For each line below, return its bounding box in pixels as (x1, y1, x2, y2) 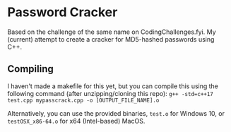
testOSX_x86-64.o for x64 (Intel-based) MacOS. (7, 116, 146, 125)
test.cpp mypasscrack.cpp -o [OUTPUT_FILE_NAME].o (7, 97, 160, 104)
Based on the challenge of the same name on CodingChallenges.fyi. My (7, 28, 217, 36)
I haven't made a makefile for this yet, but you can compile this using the (7, 82, 219, 90)
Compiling (7, 63, 54, 75)
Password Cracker (7, 4, 118, 20)
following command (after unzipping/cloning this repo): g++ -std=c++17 (7, 89, 214, 97)
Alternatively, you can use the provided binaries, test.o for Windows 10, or (7, 109, 225, 117)
